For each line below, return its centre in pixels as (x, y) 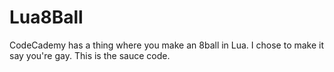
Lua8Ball (46, 17)
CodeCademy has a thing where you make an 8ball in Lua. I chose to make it (167, 45)
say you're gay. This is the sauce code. (90, 55)
